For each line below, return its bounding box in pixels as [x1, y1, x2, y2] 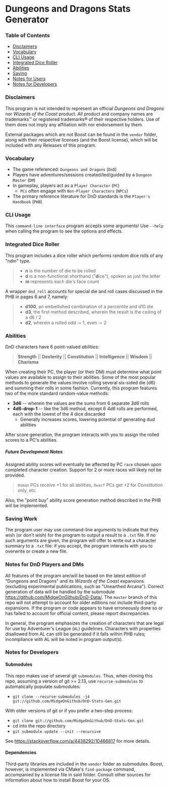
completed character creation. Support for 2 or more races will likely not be [5, 467, 162, 473]
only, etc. [17, 487, 37, 493]
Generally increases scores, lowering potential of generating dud [20, 416, 155, 422]
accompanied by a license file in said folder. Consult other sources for [5, 771, 151, 777]
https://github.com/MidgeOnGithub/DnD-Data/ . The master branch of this [5, 594, 157, 600]
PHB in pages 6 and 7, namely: [5, 294, 69, 300]
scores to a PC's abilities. [5, 437, 58, 443]
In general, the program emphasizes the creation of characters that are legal [5, 620, 164, 626]
